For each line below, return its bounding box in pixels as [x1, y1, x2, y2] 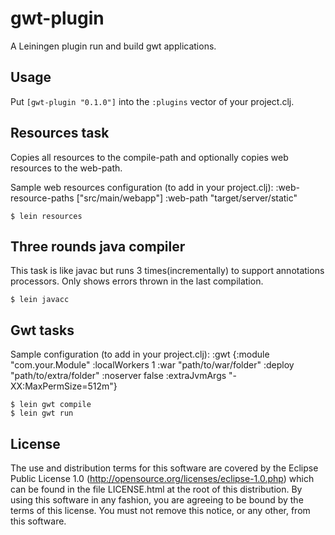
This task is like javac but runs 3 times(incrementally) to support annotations [10, 265, 325, 277]
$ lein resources [10, 211, 83, 221]
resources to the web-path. [10, 162, 123, 174]
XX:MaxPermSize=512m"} [10, 380, 118, 392]
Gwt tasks [10, 322, 75, 339]
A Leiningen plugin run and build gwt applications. [10, 40, 217, 52]
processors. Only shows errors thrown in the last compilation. [10, 275, 264, 287]
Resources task [10, 125, 110, 142]
